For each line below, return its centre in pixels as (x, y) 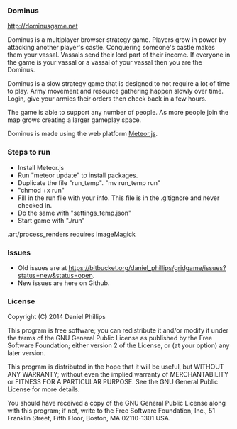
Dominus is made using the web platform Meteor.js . (83, 134)
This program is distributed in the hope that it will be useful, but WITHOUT (116, 367)
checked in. (34, 205)
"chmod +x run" (41, 190)
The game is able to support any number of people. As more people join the (118, 113)
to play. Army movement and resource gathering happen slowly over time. (115, 91)
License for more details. (44, 389)
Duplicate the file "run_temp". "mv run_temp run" (89, 182)
